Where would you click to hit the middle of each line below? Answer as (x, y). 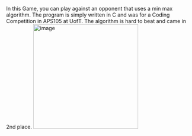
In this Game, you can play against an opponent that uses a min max (89, 9)
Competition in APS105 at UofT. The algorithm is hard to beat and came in (96, 21)
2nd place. (19, 127)
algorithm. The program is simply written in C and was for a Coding (88, 15)
